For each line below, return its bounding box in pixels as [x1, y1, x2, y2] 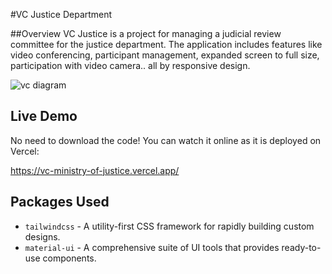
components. [42, 252, 97, 264]
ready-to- [281, 241, 322, 253]
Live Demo [10, 108, 78, 125]
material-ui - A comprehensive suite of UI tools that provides [24, 241, 280, 253]
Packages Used [10, 194, 110, 211]
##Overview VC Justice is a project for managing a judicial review [10, 28, 282, 39]
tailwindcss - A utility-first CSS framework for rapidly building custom [24, 220, 315, 232]
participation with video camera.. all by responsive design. [10, 60, 251, 71]
